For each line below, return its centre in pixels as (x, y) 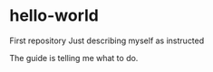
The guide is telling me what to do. (74, 58)
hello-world (54, 16)
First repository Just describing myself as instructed (107, 40)
